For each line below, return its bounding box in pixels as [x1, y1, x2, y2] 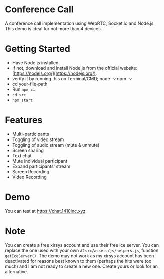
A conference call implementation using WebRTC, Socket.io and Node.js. [5, 20, 155, 26]
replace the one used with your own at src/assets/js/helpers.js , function [5, 247, 159, 253]
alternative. [5, 268, 28, 274]
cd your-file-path [12, 81, 48, 87]
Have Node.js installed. [12, 59, 60, 66]
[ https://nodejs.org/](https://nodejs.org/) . [12, 70, 97, 76]
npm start [12, 98, 33, 103]
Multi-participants [12, 131, 49, 137]
